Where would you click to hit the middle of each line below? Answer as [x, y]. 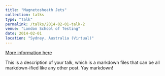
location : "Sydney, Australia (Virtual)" [50, 39]
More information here [29, 52]
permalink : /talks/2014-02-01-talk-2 [45, 24]
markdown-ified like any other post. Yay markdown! [59, 68]
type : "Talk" [19, 19]
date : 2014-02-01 [24, 33]
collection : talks [25, 15]
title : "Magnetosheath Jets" [36, 10]
